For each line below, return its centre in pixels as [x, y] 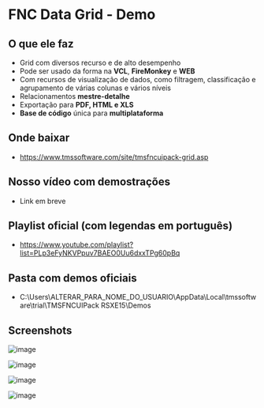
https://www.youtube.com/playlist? [76, 245]
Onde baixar [39, 138]
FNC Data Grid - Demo [82, 15]
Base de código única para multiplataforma [91, 113]
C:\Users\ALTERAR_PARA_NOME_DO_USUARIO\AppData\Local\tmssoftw [138, 297]
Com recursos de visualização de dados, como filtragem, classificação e [138, 79]
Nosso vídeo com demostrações [89, 182]
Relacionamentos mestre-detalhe [74, 96]
